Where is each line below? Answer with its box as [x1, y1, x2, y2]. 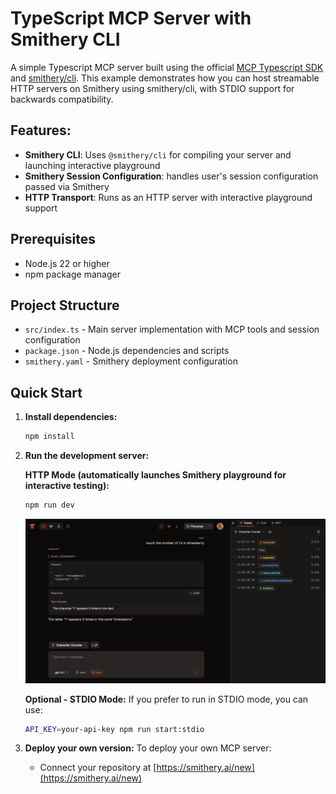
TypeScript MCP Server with [10, 7, 252, 30]
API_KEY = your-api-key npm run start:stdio [24, 724, 205, 734]
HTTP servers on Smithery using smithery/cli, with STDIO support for [10, 82, 295, 94]
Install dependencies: [24, 411, 118, 423]
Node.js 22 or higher [24, 257, 110, 269]
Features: [10, 122, 72, 139]
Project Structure [10, 297, 120, 314]
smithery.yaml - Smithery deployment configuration [24, 355, 238, 367]
